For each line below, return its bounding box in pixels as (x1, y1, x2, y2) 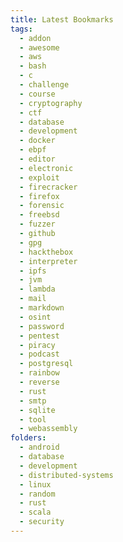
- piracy (19, 340, 56, 350)
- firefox (19, 191, 60, 201)
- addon (19, 33, 52, 43)
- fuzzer (19, 219, 56, 230)
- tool (19, 414, 47, 425)
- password (19, 321, 65, 331)
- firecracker (19, 182, 78, 192)
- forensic (19, 201, 65, 211)
